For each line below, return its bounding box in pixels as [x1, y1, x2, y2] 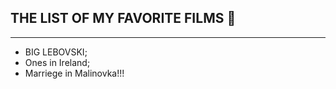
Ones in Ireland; [24, 56, 91, 68]
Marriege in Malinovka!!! [24, 67, 125, 79]
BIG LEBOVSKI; [24, 46, 88, 58]
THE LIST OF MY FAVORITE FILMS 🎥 [10, 10, 237, 27]
